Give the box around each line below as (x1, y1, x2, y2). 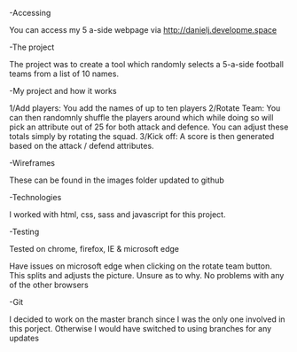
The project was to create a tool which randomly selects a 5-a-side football (9, 59, 284, 69)
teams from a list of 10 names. (9, 68, 120, 79)
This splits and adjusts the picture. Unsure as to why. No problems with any (9, 270, 285, 280)
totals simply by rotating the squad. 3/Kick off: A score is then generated (9, 131, 275, 141)
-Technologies (9, 192, 62, 202)
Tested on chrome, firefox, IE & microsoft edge (9, 244, 180, 254)
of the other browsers (9, 279, 89, 290)
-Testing (9, 226, 40, 237)
